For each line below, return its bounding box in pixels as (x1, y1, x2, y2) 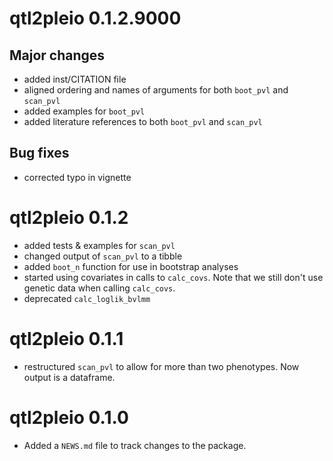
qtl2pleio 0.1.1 (9, 327, 124, 350)
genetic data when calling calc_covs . (23, 282, 176, 294)
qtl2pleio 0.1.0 (9, 406, 129, 429)
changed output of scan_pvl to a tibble (23, 250, 183, 262)
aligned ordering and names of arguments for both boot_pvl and (23, 84, 289, 96)
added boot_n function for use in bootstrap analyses (23, 260, 239, 272)
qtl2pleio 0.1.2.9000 (9, 7, 182, 30)
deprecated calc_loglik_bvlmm (23, 292, 151, 304)
